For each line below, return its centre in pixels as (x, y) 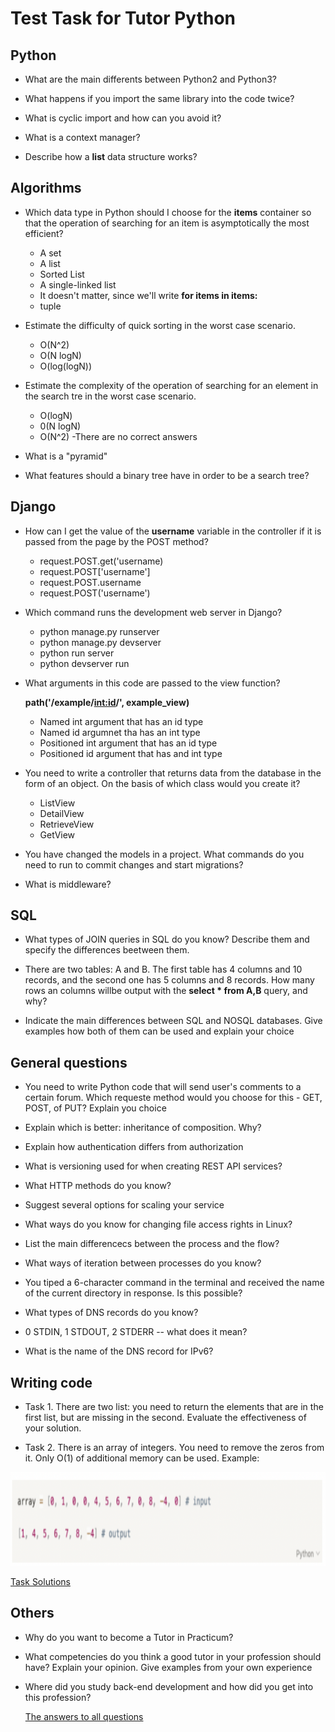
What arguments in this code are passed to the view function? (152, 683)
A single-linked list (78, 284)
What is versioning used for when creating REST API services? (153, 1166)
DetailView (62, 813)
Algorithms (46, 188)
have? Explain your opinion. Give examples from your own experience (168, 1667)
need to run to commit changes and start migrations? (134, 864)
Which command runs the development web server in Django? (153, 612)
